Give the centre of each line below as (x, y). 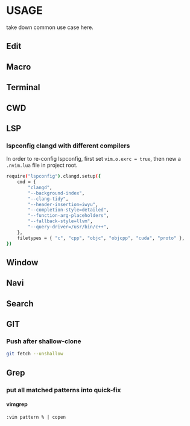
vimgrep (17, 404)
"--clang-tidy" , (48, 199)
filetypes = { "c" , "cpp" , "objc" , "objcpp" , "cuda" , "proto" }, (101, 238)
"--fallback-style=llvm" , (61, 221)
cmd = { (27, 182)
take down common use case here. (50, 27)
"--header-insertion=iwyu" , (63, 204)
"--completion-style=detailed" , (69, 210)
